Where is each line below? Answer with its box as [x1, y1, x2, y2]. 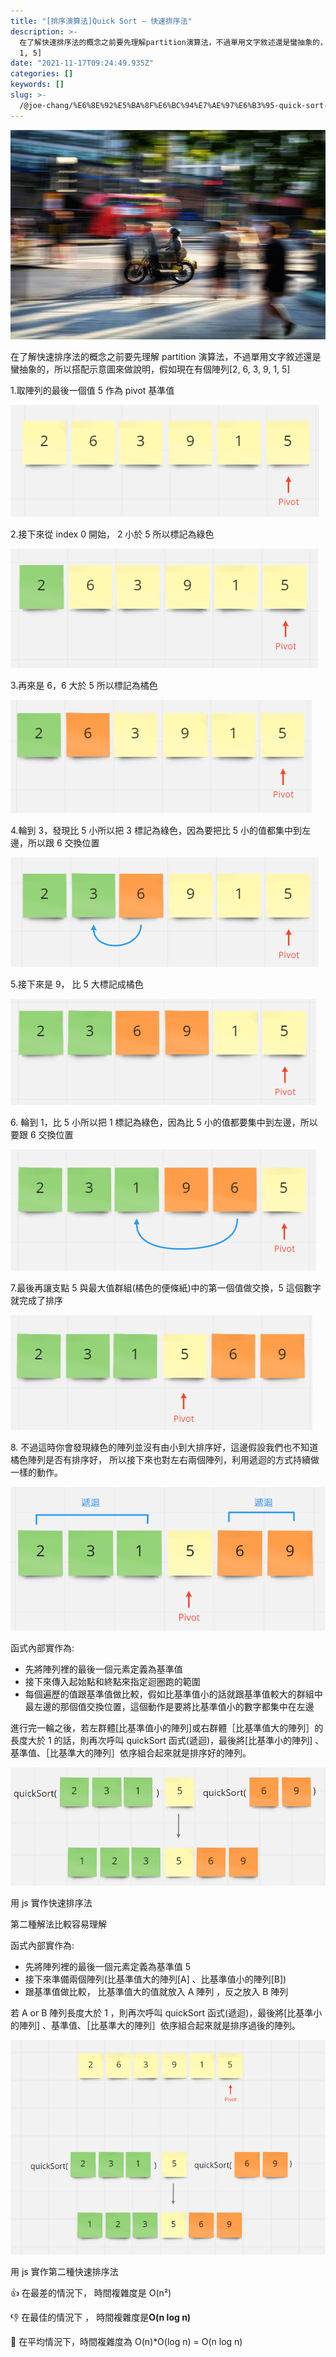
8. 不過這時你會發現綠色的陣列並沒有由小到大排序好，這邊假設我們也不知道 [10, 1441, 319, 1454]
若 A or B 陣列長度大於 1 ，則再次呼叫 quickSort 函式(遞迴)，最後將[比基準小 [10, 2006, 323, 2019]
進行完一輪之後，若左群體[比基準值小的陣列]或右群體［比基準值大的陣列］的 [10, 1721, 324, 1734]
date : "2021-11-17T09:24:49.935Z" [10, 58, 155, 69]
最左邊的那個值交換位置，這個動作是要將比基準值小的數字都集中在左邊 [24, 1700, 315, 1712]
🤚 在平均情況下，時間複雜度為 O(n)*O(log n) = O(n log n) [10, 2335, 243, 2347]
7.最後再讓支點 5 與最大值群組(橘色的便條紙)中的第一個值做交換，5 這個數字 [10, 1282, 322, 1294]
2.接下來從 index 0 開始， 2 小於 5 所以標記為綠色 [10, 528, 215, 540]
